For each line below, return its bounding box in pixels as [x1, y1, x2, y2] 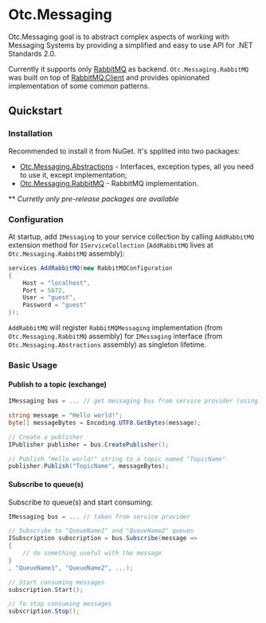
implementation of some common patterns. [8, 81, 150, 91]
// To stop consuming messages [8, 600, 112, 608]
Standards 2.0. [8, 49, 57, 58]
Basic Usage [8, 360, 58, 371]
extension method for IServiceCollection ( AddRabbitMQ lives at [8, 240, 213, 250]
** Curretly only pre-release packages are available [8, 193, 179, 204]
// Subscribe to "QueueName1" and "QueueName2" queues [8, 527, 194, 535]
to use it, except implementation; [19, 169, 127, 180]
